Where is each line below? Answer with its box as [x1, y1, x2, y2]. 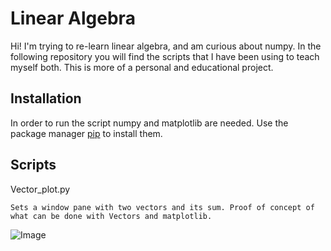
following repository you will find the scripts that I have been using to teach [10, 50, 320, 62]
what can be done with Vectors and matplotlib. [10, 211, 213, 221]
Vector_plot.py [10, 183, 71, 195]
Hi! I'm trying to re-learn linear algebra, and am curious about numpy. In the [10, 40, 322, 52]
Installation [10, 90, 82, 107]
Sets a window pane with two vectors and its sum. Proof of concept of [10, 202, 315, 212]
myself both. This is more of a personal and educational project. [10, 61, 274, 73]
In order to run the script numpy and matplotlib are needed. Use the [10, 117, 289, 129]
